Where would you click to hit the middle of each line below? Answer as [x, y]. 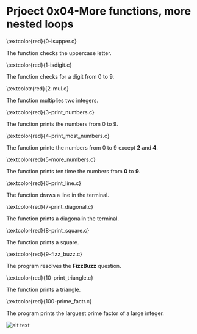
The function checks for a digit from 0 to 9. [60, 76]
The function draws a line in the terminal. [58, 195]
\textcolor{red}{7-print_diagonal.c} [50, 206]
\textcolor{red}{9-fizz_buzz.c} [44, 254]
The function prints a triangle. [44, 289]
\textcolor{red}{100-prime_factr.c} [49, 301]
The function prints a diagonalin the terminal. [63, 219]
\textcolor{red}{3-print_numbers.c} [50, 112]
